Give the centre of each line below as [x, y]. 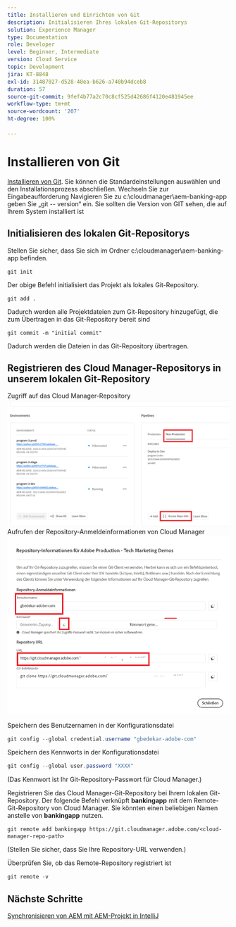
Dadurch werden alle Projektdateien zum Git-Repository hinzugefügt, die [113, 311]
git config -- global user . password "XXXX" [70, 766]
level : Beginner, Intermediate [53, 52]
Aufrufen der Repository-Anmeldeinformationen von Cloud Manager [106, 531]
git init [20, 272]
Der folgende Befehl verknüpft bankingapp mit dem [117, 801]
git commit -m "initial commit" [55, 333]
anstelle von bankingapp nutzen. [55, 816]
